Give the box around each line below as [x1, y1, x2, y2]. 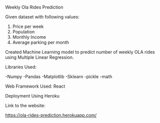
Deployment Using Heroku [5, 93, 60, 99]
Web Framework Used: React [5, 83, 65, 89]
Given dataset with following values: [5, 14, 80, 19]
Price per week [12, 23, 44, 29]
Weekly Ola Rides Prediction [5, 4, 63, 10]
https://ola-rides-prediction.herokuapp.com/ [5, 112, 96, 118]
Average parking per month [12, 39, 69, 45]
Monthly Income [12, 34, 46, 40]
